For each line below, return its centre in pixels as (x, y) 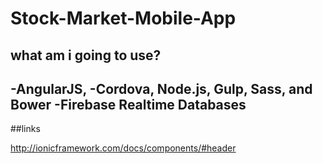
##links (25, 129)
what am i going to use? (86, 55)
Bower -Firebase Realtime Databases (128, 104)
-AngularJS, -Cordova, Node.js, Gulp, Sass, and (161, 88)
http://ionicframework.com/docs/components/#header (123, 148)
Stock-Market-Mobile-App (123, 18)
